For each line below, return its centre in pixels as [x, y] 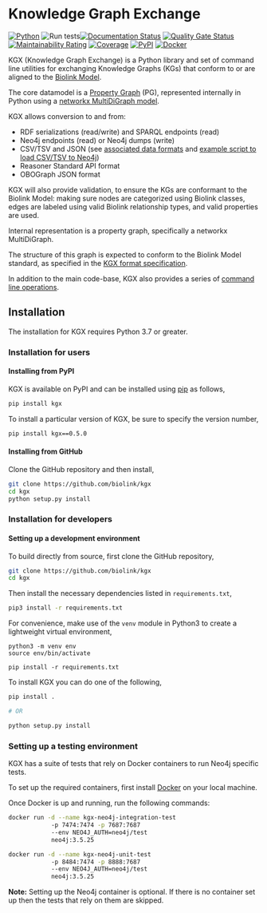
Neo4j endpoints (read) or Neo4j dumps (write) [97, 140]
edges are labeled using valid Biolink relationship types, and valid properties [133, 206]
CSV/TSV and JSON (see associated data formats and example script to [138, 149]
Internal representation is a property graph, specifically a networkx [118, 230]
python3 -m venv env [43, 647]
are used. [24, 215]
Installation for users [49, 352]
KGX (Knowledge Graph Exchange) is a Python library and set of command [131, 60]
